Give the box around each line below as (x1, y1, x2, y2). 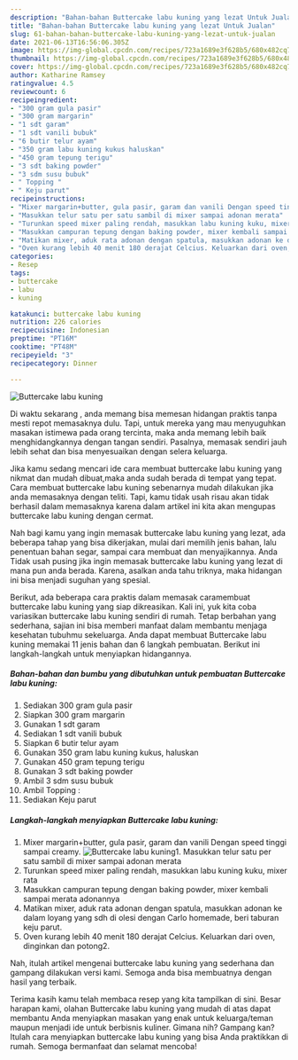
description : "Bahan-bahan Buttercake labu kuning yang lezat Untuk (10, 12, 268, 22)
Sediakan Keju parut (22, 795, 96, 805)
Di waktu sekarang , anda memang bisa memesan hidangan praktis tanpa (10, 408, 278, 419)
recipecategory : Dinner (10, 358, 98, 368)
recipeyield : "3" (10, 350, 74, 359)
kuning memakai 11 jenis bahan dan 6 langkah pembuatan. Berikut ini (10, 639, 260, 649)
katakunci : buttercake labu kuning (10, 310, 141, 318)
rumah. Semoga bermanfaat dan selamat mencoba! (10, 1041, 197, 1052)
